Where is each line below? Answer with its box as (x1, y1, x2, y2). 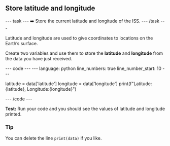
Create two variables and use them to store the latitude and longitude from (5, 50, 163, 56)
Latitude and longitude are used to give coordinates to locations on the (5, 35, 153, 41)
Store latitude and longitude (5, 4, 95, 13)
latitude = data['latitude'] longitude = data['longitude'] (5, 81, 118, 87)
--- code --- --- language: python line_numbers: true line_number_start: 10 (5, 65, 161, 71)
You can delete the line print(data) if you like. (5, 135, 102, 141)
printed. (5, 111, 22, 117)
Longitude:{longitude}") (27, 86, 77, 92)
